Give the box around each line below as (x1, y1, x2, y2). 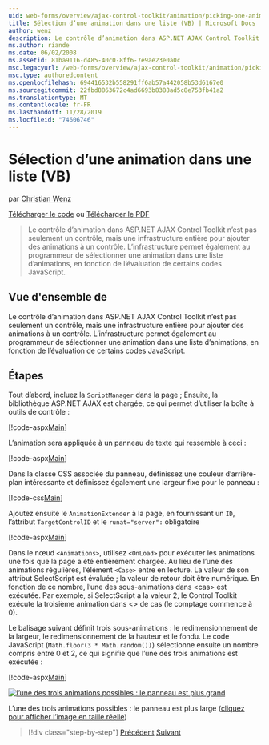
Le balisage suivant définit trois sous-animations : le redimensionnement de (8, 623, 258, 633)
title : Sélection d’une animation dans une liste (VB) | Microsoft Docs (8, 19, 256, 27)
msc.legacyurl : (8, 64, 59, 72)
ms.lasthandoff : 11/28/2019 (8, 109, 102, 117)
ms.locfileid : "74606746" (8, 116, 94, 124)
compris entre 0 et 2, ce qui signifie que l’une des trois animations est (8, 649, 239, 659)
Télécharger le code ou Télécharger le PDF (8, 209, 150, 218)
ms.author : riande (8, 42, 70, 50)
